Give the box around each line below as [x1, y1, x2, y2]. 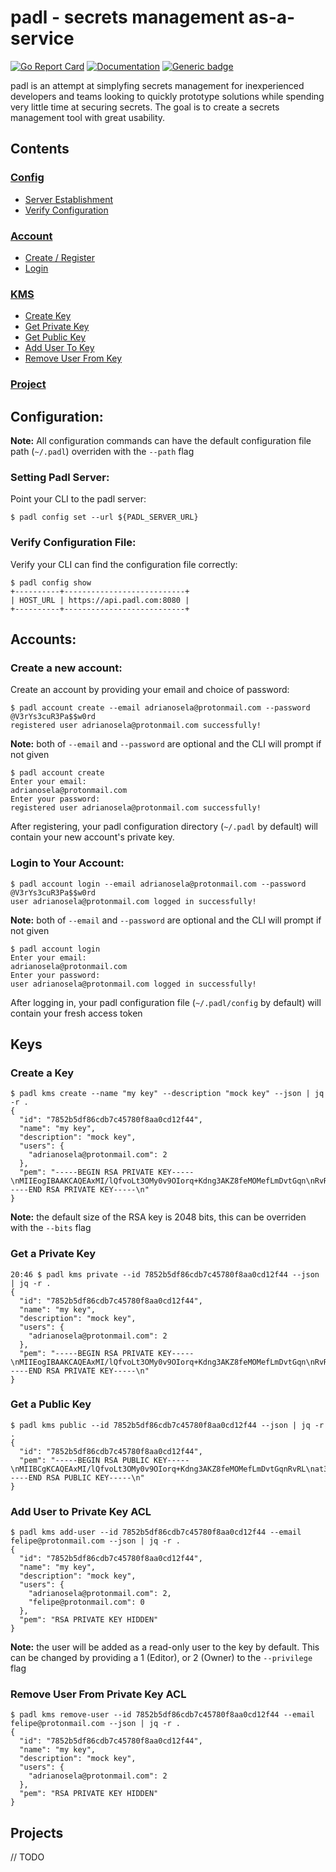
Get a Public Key [10, 1397, 92, 1411]
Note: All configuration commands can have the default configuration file [10, 434, 312, 446]
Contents [10, 141, 70, 158]
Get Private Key [24, 321, 90, 333]
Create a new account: [10, 661, 123, 675]
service [10, 27, 75, 50]
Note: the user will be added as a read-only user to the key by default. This [10, 1641, 320, 1653]
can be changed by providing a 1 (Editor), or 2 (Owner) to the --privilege [10, 1652, 313, 1664]
